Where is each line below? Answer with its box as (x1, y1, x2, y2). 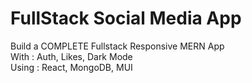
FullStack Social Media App (10, 7, 242, 30)
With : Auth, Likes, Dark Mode (10, 50, 133, 62)
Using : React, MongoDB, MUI (10, 61, 133, 73)
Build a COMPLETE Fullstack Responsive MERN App (10, 40, 225, 52)
